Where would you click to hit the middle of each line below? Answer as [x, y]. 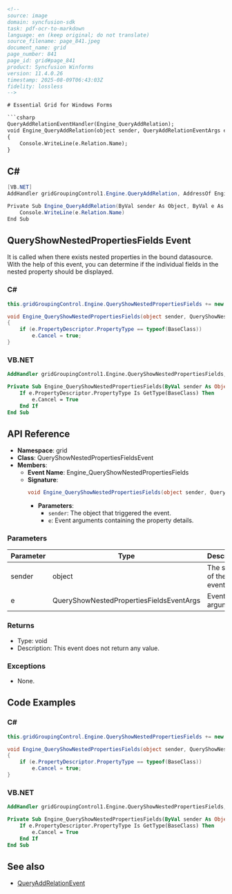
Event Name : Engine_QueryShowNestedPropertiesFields [108, 473]
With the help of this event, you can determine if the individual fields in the [113, 265]
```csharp [21, 118]
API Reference [39, 434]
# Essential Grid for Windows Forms [60, 105]
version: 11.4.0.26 [35, 73]
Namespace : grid [42, 450]
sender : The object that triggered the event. [109, 513]
